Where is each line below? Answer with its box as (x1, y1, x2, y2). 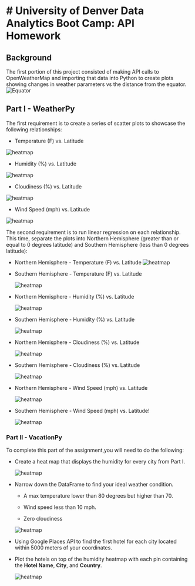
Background (6, 52, 52, 62)
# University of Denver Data (6, 4, 144, 18)
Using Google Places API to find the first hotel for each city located (14, 538, 177, 545)
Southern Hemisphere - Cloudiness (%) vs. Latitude (14, 361, 140, 369)
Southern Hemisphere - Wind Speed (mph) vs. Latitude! (14, 407, 150, 414)
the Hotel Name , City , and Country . (14, 562, 102, 569)
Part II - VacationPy (6, 433, 63, 441)
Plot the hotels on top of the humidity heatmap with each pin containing (14, 555, 188, 563)
